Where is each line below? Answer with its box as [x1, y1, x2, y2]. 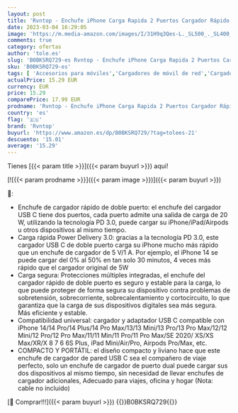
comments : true [7, 37, 52, 44]
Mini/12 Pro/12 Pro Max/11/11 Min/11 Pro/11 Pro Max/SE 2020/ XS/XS [17, 331, 214, 340]
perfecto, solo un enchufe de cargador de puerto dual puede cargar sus [17, 361, 228, 370]
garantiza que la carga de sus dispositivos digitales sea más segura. [17, 301, 217, 309]
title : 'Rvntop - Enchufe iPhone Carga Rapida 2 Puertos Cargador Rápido [7, 17, 230, 24]
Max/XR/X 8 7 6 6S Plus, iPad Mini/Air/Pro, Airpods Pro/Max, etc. [17, 338, 208, 348]
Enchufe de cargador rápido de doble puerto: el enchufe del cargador [17, 203, 222, 211]
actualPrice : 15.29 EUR [7, 76, 78, 84]
